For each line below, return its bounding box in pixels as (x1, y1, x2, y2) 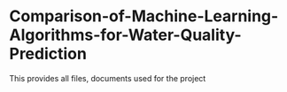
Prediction (9, 44, 87, 64)
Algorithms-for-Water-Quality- (9, 25, 242, 45)
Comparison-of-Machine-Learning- (9, 6, 279, 27)
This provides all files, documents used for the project (9, 73, 206, 83)
